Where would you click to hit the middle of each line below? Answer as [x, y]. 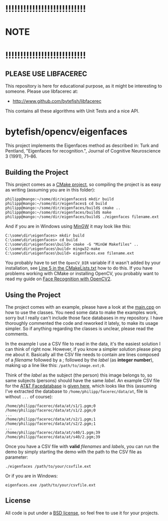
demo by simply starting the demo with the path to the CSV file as [74, 452]
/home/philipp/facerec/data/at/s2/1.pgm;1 [50, 419]
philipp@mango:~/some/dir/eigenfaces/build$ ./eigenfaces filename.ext [82, 217]
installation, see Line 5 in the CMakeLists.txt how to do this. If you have [79, 268]
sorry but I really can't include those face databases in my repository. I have [84, 318]
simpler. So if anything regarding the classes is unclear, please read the [79, 328]
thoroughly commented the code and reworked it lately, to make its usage [82, 323]
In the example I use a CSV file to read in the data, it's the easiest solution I [83, 344]
